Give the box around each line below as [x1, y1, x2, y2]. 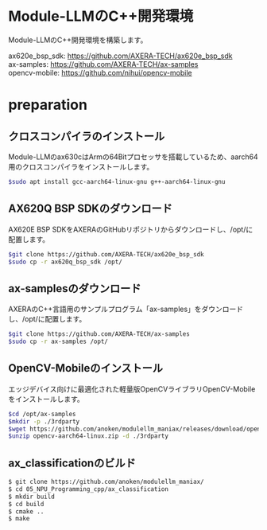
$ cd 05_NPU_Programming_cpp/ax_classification [8, 485, 169, 493]
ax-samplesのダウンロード [8, 282, 141, 295]
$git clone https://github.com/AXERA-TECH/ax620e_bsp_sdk [8, 250, 204, 259]
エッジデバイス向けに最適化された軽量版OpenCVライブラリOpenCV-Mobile [8, 384, 256, 394]
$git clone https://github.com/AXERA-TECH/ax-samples [8, 330, 191, 338]
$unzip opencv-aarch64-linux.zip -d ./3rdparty [8, 432, 169, 440]
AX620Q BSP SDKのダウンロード [8, 202, 172, 216]
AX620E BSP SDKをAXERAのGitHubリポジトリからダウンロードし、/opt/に [8, 224, 253, 234]
